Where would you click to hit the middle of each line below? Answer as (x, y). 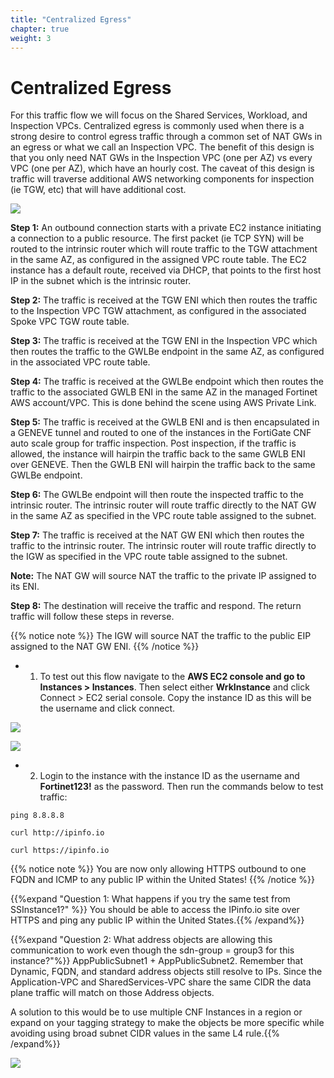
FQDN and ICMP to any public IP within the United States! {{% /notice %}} (162, 880)
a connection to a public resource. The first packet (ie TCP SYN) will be (157, 238)
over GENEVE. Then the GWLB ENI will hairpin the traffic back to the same (163, 465)
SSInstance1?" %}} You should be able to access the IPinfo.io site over (155, 910)
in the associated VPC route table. (80, 362)
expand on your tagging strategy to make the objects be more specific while (167, 1023)
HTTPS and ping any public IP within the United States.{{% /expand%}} (157, 920)
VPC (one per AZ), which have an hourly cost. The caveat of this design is (162, 168)
